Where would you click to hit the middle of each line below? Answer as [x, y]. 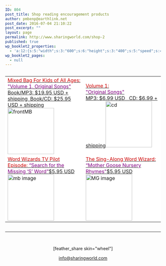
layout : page [19, 33]
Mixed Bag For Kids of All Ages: [44, 80]
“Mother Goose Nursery [113, 166]
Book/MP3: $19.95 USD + [38, 93]
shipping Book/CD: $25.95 [40, 99]
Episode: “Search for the [36, 166]
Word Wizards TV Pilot [34, 159]
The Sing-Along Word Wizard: [121, 159]
